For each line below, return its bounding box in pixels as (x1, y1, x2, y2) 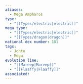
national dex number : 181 (5, 40, 58, 44)
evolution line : (5, 58, 39, 63)
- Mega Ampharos (9, 12, 43, 17)
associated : (5, 72, 30, 77)
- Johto (9, 48, 26, 53)
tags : (5, 44, 16, 49)
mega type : (5, 26, 28, 31)
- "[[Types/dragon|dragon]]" (9, 35, 70, 40)
